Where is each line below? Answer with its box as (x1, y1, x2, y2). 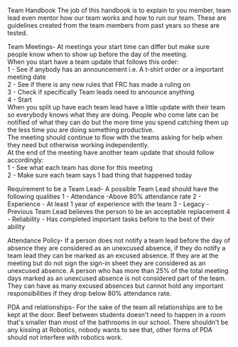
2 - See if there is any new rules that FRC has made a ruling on (7, 80, 190, 88)
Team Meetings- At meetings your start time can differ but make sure (7, 43, 210, 50)
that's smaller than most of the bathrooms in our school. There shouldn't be (7, 318, 229, 326)
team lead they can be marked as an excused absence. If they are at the (7, 252, 219, 260)
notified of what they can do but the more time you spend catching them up (7, 118, 229, 127)
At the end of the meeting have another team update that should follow (7, 149, 215, 156)
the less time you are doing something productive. (7, 126, 154, 134)
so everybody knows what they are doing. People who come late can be (7, 110, 219, 119)
